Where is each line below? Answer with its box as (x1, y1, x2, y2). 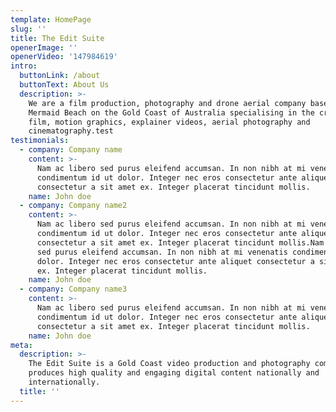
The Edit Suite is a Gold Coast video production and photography (28, 359, 311, 369)
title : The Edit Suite (10, 33, 105, 43)
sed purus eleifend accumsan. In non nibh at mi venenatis (36, 247, 288, 257)
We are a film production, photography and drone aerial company (28, 98, 307, 108)
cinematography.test (28, 126, 114, 136)
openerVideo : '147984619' (10, 52, 118, 62)
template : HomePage (10, 14, 92, 25)
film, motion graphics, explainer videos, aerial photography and (28, 117, 311, 127)
